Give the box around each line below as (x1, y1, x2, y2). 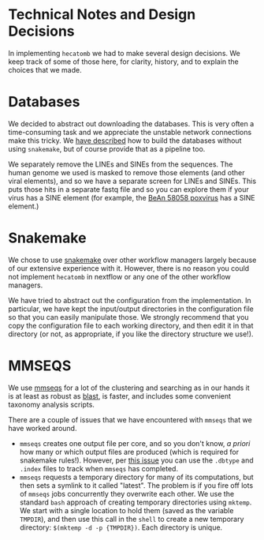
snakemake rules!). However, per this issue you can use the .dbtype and (19, 456, 254, 465)
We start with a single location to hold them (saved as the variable (19, 505, 234, 515)
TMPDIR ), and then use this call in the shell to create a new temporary (19, 514, 244, 523)
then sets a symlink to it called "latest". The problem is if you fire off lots (19, 480, 254, 490)
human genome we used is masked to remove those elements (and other (8, 167, 245, 177)
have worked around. (8, 423, 77, 433)
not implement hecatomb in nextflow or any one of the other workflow (8, 272, 231, 281)
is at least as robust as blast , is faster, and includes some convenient (8, 391, 231, 400)
